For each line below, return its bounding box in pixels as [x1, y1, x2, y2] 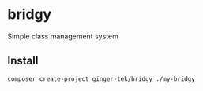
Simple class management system [7, 31, 119, 41]
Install [7, 54, 39, 67]
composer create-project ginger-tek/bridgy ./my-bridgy [7, 75, 195, 83]
